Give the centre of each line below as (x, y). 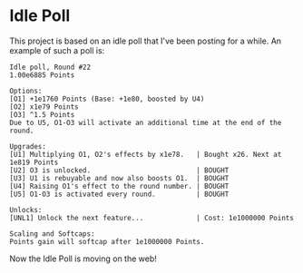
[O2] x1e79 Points (44, 107)
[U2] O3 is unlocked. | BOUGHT (119, 170)
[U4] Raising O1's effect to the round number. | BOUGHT (119, 186)
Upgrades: (28, 146)
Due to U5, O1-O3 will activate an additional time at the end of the (146, 122)
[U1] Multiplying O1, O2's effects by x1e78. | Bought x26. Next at (146, 154)
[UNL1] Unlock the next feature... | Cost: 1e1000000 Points (152, 218)
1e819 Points (34, 162)
